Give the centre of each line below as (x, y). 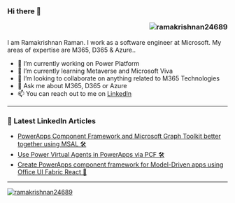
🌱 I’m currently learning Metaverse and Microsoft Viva (95, 71)
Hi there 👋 (24, 11)
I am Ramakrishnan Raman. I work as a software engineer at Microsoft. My (114, 42)
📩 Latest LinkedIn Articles (52, 120)
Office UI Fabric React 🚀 (52, 171)
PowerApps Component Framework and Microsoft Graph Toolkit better (119, 136)
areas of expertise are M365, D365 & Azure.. (72, 50)
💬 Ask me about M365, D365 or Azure (72, 85)
